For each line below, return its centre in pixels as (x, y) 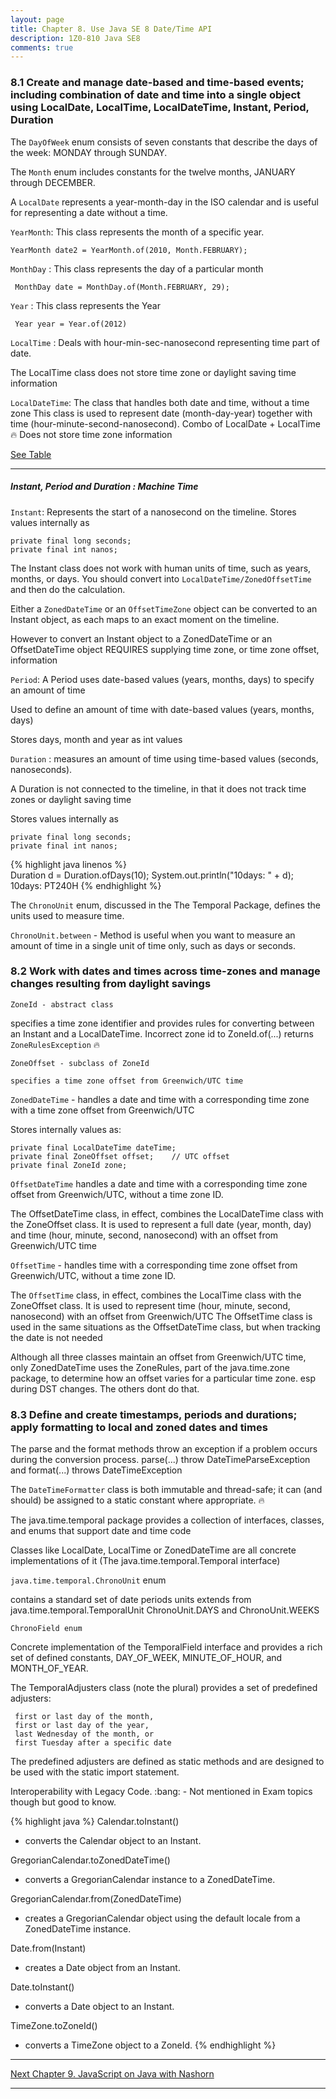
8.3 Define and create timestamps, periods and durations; (154, 1414)
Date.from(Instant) (48, 1948)
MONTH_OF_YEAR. (49, 1668)
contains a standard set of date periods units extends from (131, 1600)
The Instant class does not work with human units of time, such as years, (161, 568)
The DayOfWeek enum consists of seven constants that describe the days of (164, 142)
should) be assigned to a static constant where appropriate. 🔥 (137, 1500)
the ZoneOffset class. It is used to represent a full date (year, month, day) (161, 1224)
